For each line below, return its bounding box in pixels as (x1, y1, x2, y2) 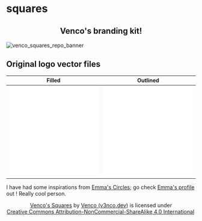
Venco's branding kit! (60, 26, 142, 36)
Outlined (137, 77, 159, 84)
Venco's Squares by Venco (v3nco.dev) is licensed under (29, 201, 173, 209)
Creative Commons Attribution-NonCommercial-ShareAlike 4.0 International (6, 208, 195, 215)
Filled (46, 77, 61, 84)
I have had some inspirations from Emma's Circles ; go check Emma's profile (6, 183, 195, 191)
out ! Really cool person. (6, 190, 66, 197)
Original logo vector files (6, 59, 101, 69)
